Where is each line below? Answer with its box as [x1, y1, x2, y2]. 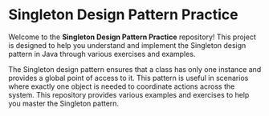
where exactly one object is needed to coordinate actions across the [8, 82, 235, 91]
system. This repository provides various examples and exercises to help [8, 90, 250, 99]
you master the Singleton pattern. [8, 98, 119, 108]
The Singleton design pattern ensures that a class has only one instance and [8, 64, 262, 74]
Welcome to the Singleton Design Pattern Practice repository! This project [8, 32, 257, 42]
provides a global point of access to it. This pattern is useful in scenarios [8, 73, 249, 82]
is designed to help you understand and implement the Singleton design [8, 40, 247, 50]
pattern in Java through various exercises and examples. [8, 49, 196, 58]
